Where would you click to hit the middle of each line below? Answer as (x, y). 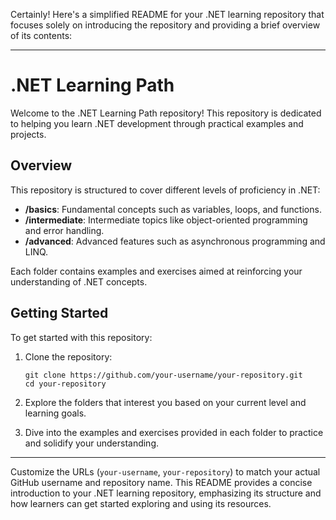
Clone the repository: (68, 356)
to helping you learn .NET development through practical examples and (157, 123)
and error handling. (64, 230)
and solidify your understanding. (92, 443)
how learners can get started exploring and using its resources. (141, 503)
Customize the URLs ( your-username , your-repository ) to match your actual (165, 471)
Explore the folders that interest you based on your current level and (165, 402)
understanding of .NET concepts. (79, 281)
